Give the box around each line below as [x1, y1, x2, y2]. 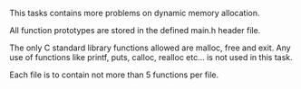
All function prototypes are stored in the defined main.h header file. [9, 25, 261, 35]
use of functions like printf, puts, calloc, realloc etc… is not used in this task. [9, 52, 293, 62]
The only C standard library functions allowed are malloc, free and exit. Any [9, 42, 292, 53]
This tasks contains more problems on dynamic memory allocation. [9, 8, 260, 18]
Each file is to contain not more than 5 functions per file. [9, 69, 219, 80]
